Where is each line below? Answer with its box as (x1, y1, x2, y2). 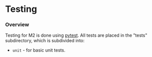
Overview (5, 21, 29, 28)
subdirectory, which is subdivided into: (5, 38, 85, 44)
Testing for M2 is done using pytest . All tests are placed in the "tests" (5, 32, 148, 38)
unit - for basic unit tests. (12, 47, 66, 53)
